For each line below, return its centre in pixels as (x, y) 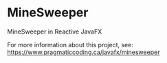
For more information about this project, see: (70, 45)
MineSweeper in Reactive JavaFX (55, 32)
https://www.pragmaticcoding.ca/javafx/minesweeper (83, 52)
